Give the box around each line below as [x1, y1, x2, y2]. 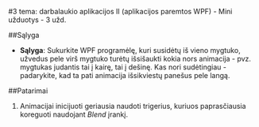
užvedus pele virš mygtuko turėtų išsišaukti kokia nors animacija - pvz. [19, 54, 252, 63]
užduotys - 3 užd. [8, 15, 67, 24]
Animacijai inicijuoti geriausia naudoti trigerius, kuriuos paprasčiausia [19, 102, 246, 110]
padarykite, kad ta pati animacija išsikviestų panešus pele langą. [19, 71, 230, 80]
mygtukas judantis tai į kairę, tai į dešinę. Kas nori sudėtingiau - [19, 62, 226, 72]
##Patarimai [8, 86, 48, 95]
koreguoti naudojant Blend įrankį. [19, 110, 129, 119]
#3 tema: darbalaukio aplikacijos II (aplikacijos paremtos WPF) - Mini [8, 7, 233, 16]
